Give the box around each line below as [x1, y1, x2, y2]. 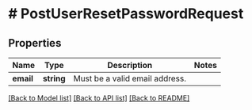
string [42, 73, 66, 84]
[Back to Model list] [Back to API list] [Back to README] [8, 93, 190, 103]
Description [107, 60, 153, 70]
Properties [8, 36, 62, 50]
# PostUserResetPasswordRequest [8, 5, 244, 23]
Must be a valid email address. [73, 73, 186, 84]
